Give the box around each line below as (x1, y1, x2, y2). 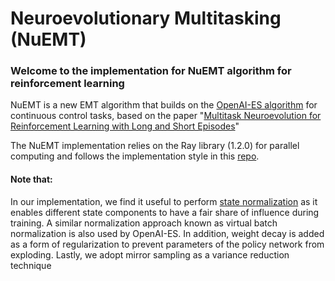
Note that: (10, 173, 53, 186)
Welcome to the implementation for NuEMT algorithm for (10, 64, 292, 78)
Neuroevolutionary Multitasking (10, 7, 282, 30)
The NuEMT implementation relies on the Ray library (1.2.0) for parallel (10, 140, 300, 152)
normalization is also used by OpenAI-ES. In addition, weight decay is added (10, 227, 325, 239)
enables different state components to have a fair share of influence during (10, 206, 320, 218)
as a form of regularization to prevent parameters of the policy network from (10, 238, 325, 250)
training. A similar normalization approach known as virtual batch (10, 217, 278, 229)
